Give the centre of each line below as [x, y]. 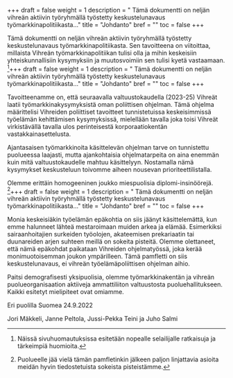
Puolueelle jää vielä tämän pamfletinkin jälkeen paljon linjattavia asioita [118, 359]
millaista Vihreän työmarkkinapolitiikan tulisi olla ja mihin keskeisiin [102, 53]
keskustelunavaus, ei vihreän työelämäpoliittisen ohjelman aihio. [99, 264]
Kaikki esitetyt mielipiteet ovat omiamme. [66, 292]
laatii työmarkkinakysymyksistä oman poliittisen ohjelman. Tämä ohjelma [111, 104]
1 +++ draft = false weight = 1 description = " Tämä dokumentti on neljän [110, 68]
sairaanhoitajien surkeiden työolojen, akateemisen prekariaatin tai [101, 234]
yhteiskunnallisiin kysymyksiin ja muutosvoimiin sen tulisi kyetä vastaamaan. [116, 60]
